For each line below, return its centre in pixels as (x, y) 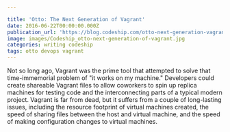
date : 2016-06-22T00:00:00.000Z (53, 26)
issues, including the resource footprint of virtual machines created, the (108, 107)
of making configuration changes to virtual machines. (82, 121)
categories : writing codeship (50, 45)
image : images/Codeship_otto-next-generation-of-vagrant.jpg (96, 38)
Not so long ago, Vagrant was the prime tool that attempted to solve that (109, 70)
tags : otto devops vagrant (46, 51)
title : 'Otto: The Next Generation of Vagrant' (76, 19)
